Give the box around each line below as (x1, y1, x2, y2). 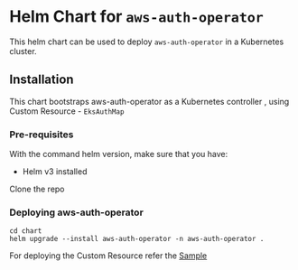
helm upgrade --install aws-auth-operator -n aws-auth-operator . (9, 235, 265, 244)
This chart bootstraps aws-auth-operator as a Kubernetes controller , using (9, 96, 290, 107)
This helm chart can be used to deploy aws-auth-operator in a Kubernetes (9, 36, 284, 47)
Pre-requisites (9, 128, 74, 141)
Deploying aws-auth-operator (9, 206, 144, 219)
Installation (9, 72, 74, 88)
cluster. (9, 45, 38, 56)
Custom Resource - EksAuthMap (9, 106, 125, 116)
